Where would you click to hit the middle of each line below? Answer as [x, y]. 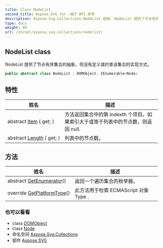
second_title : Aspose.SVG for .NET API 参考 [50, 14]
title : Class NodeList [28, 10]
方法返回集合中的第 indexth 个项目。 [106, 114]
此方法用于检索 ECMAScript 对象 [112, 191]
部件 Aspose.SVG [29, 240]
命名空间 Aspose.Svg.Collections [45, 234]
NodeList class [28, 52]
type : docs [16, 23]
